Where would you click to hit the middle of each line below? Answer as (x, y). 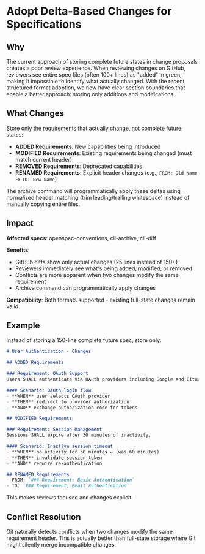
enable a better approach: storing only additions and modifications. (91, 94)
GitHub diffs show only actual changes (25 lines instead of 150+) (96, 262)
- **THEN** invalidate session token (54, 458)
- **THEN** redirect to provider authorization (68, 402)
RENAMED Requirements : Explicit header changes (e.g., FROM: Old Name (106, 172)
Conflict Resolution (44, 517)
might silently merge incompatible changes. (61, 545)
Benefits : (18, 250)
